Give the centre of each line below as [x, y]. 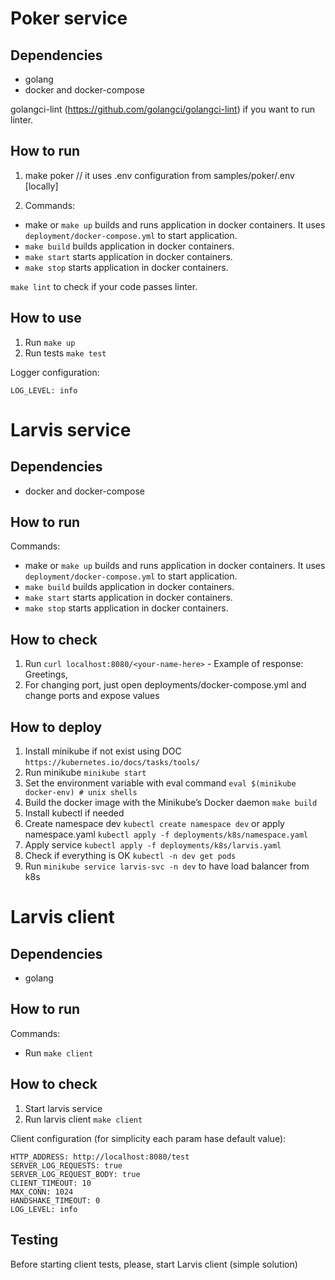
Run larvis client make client [83, 1119]
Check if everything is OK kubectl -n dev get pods [130, 856]
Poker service [69, 18]
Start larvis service [63, 1108]
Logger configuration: [55, 372]
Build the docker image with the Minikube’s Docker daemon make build [171, 803]
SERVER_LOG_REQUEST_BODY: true [75, 1174]
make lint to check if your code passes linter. [104, 286]
